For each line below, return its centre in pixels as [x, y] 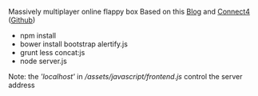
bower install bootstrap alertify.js [73, 44]
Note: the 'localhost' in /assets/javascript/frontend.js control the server [125, 76]
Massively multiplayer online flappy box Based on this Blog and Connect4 [129, 12]
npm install [38, 36]
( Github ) [22, 20]
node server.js [44, 61]
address [22, 85]
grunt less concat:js [52, 52]
